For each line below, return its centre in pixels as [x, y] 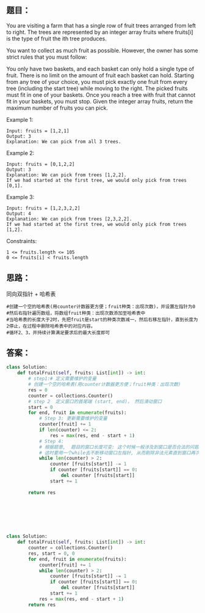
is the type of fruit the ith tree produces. [56, 39]
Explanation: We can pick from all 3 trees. [64, 141]
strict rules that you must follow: [47, 57]
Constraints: [22, 241]
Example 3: [20, 197]
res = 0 [38, 390]
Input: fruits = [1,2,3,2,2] [43, 208]
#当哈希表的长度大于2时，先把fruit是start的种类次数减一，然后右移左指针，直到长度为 [102, 320]
